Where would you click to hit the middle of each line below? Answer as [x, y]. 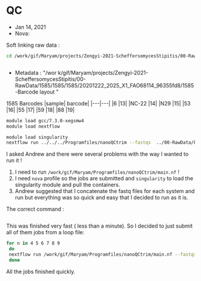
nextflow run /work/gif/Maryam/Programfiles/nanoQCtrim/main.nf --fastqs [103, 255]
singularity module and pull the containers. [68, 185]
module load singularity [37, 137]
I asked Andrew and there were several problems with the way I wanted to [98, 154]
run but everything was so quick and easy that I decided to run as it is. [101, 198]
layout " [49, 92]
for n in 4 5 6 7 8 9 [33, 243]
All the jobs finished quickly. [41, 271]
